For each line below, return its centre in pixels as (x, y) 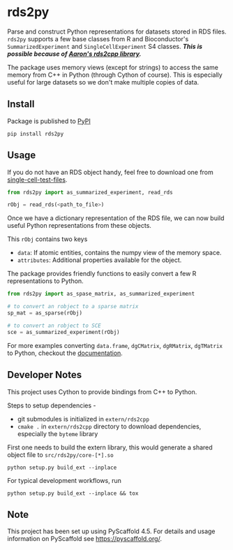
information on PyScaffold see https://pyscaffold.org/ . (85, 539)
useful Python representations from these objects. (80, 226)
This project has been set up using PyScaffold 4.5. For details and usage (111, 531)
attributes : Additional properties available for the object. (99, 260)
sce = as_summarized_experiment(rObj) (63, 332)
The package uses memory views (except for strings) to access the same (113, 67)
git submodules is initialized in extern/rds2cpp (83, 419)
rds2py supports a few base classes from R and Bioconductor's (98, 38)
